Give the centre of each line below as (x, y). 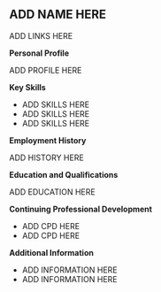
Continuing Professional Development (81, 209)
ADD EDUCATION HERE (52, 192)
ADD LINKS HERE (41, 35)
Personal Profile (39, 53)
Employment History (48, 140)
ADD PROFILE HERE (46, 70)
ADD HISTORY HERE (46, 158)
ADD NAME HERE (57, 15)
